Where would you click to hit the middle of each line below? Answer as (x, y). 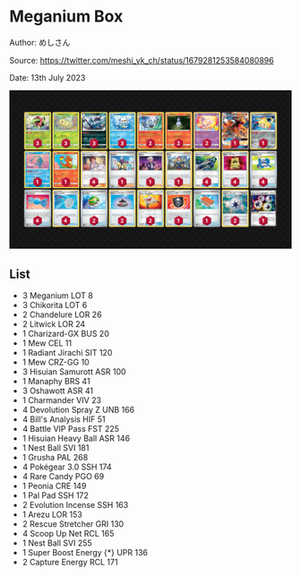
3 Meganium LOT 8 (58, 296)
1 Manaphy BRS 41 (56, 382)
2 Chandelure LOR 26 (62, 314)
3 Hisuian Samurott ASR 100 (74, 372)
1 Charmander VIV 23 (61, 400)
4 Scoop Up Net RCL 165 (68, 534)
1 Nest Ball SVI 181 (56, 448)
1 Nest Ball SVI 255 (57, 543)
